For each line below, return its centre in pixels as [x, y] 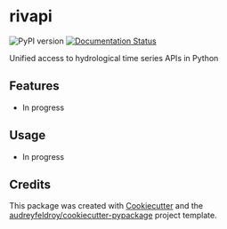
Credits [30, 184]
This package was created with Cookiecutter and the [106, 206]
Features [34, 86]
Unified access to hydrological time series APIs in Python [114, 58]
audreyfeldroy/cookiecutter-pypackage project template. [113, 216]
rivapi [31, 16]
